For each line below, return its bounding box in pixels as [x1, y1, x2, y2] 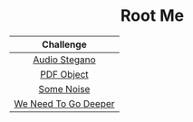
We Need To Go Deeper [14, 97, 115, 109]
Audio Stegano [33, 53, 97, 66]
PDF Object [40, 68, 89, 80]
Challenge [42, 38, 88, 51]
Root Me [120, 5, 185, 26]
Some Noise [38, 82, 91, 95]
